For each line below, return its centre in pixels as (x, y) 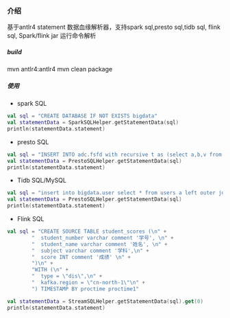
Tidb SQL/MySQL (42, 181)
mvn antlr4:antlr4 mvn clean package (60, 69)
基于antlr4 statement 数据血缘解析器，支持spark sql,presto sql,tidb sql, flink (114, 27)
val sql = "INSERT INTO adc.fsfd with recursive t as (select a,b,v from (115, 155)
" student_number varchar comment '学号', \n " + (103, 238)
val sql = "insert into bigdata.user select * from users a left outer (111, 193)
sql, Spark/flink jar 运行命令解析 (52, 36)
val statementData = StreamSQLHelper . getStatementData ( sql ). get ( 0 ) (105, 301)
